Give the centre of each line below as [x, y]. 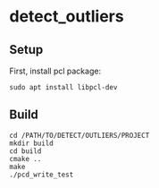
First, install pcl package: [55, 71]
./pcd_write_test [42, 175]
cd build [25, 151]
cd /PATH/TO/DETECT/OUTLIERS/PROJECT [79, 135]
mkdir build [31, 143]
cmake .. [25, 158]
